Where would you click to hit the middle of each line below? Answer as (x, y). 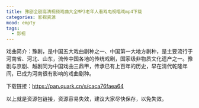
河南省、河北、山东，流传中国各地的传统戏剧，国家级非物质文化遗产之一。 (97, 59)
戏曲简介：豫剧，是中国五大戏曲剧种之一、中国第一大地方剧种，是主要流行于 (99, 52)
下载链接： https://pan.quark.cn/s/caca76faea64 (65, 86)
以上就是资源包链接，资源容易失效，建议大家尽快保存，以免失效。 (86, 99)
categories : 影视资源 (31, 17)
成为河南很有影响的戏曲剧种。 (58, 74)
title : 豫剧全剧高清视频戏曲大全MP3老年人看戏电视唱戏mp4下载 (74, 12)
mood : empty (21, 23)
